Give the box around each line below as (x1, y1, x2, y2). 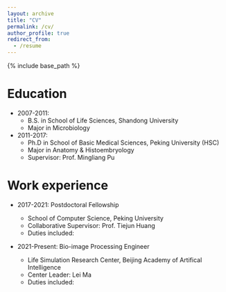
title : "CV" (7, 17, 42, 24)
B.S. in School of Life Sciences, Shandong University (27, 116, 179, 124)
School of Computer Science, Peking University (27, 213, 164, 222)
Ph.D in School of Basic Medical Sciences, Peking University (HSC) (27, 138, 220, 147)
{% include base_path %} (7, 62, 80, 70)
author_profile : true (7, 29, 70, 37)
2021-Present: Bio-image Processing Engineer (17, 242, 150, 250)
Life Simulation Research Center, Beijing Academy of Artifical (27, 255, 202, 264)
